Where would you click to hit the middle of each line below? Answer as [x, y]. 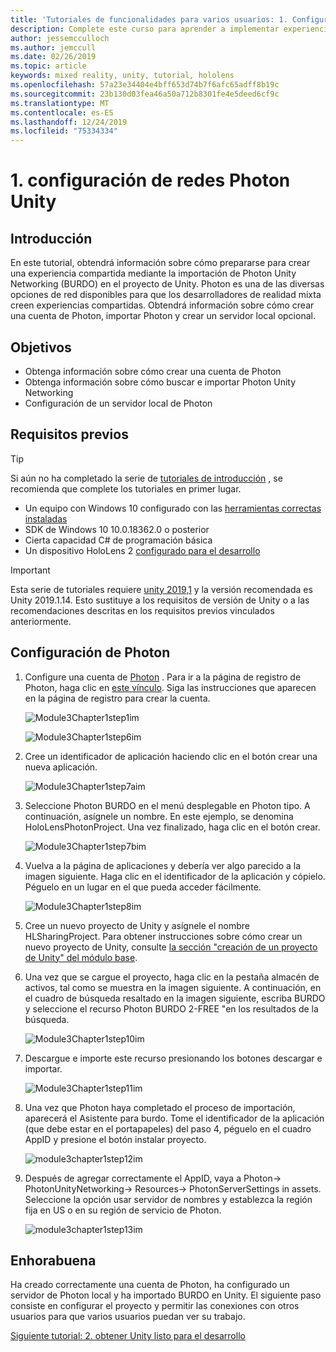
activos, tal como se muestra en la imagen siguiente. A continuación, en [173, 987]
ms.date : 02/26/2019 [53, 57]
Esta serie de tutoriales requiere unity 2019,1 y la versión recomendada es [161, 589]
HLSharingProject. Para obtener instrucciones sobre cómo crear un [163, 936]
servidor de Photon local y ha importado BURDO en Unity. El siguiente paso [166, 1295]
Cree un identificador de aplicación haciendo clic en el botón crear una [171, 756]
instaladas [46, 518]
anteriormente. [41, 621]
